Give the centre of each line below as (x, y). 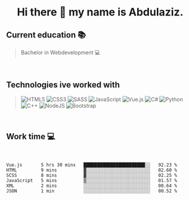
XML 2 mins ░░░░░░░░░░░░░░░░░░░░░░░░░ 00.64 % (92, 186)
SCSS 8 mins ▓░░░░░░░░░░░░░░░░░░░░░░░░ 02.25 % (92, 175)
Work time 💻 (31, 137)
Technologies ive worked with (63, 85)
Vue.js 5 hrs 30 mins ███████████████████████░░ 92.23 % (92, 165)
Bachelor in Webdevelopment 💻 (60, 52)
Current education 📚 (46, 35)
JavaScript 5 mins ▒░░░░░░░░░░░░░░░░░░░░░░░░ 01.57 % (92, 180)
